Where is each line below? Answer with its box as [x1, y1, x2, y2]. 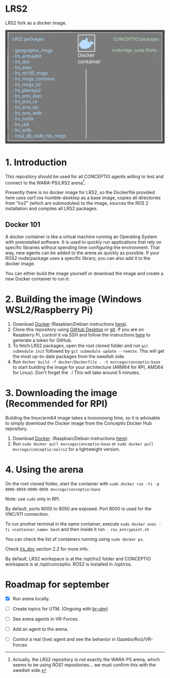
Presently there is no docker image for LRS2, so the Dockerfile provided [5, 190, 155, 196]
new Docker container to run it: [5, 276, 70, 282]
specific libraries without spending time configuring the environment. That [5, 244, 160, 251]
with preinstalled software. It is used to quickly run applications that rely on [5, 239, 162, 245]
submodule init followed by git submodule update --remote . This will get [12, 348, 164, 354]
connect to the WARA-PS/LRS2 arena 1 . [5, 178, 86, 185]
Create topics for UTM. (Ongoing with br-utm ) [12, 606, 109, 612]
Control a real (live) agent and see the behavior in [12, 636, 116, 643]
